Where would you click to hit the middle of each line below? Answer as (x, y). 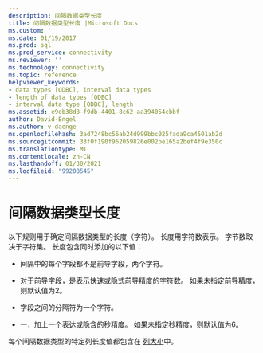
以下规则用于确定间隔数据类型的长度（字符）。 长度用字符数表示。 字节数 (127, 237)
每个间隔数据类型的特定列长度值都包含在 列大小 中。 (93, 341)
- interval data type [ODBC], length (71, 104)
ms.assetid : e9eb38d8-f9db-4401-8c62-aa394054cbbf (94, 112)
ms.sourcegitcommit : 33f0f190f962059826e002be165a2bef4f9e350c (116, 141)
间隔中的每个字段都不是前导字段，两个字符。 (93, 263)
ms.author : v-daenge (43, 127)
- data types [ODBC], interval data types (80, 90)
